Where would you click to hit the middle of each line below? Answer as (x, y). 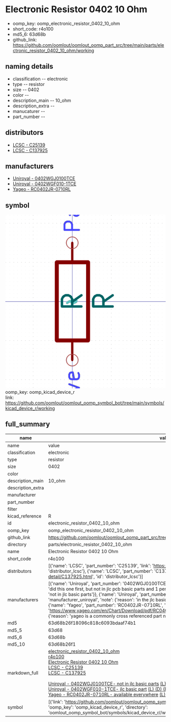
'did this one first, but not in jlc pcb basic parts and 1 (103, 589)
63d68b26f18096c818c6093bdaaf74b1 (92, 623)
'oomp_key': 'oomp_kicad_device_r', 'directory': (98, 707)
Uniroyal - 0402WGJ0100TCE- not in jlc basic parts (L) (107, 684)
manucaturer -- (29, 111)
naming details (29, 66)
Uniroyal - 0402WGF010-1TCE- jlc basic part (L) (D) (105, 689)
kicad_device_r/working (30, 409)
